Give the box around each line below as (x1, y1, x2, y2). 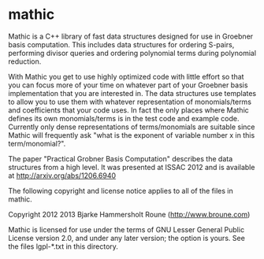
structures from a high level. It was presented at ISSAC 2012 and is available (8, 162, 255, 172)
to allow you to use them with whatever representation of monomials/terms (8, 97, 252, 106)
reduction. (8, 57, 42, 66)
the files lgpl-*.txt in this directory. (8, 242, 118, 251)
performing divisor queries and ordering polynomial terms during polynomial (8, 48, 257, 57)
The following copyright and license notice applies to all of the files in (8, 186, 234, 195)
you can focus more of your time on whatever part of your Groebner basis (8, 80, 248, 90)
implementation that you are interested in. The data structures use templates (8, 88, 257, 98)
